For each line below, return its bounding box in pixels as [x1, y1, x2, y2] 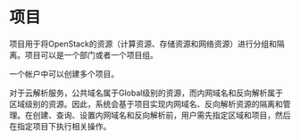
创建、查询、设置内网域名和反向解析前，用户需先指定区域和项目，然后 [32, 110, 291, 120]
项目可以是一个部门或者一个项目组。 [24, 49, 158, 60]
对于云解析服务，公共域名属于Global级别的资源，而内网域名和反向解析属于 [9, 87, 284, 98]
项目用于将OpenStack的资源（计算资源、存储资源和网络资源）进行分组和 [9, 38, 277, 49]
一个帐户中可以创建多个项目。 [9, 68, 119, 79]
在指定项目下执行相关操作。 [9, 120, 112, 131]
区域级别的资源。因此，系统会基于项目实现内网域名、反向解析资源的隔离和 [9, 98, 283, 109]
